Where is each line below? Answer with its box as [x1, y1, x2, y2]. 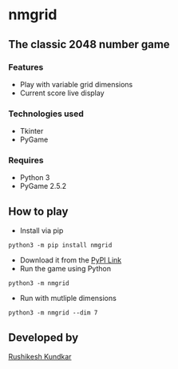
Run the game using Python [19, 264, 112, 274]
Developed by [8, 331, 79, 344]
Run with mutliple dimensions [19, 294, 117, 303]
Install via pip [19, 226, 64, 235]
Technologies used [8, 108, 84, 119]
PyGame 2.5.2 [19, 182, 67, 191]
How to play [8, 204, 69, 218]
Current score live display [19, 88, 105, 98]
